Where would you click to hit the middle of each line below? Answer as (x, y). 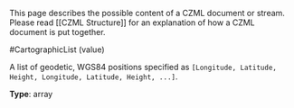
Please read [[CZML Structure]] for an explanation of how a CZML (132, 22)
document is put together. (57, 32)
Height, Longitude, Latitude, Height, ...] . (94, 76)
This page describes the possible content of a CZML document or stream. (147, 13)
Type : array (31, 94)
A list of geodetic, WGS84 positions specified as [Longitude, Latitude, (143, 67)
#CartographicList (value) (57, 49)
